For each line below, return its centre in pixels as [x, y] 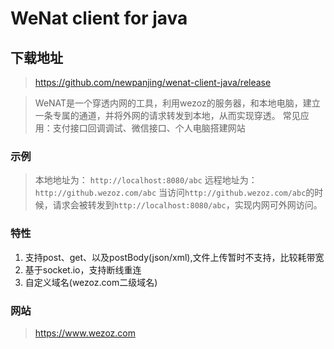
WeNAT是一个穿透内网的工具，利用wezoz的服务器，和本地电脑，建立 [177, 103]
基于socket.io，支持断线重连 [83, 269]
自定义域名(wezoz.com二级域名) [91, 282]
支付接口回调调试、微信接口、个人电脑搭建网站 [149, 128]
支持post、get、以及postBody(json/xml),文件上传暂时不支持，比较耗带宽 [174, 257]
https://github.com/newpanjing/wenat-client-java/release [153, 82]
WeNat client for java [99, 18]
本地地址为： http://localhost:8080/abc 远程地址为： [146, 180]
